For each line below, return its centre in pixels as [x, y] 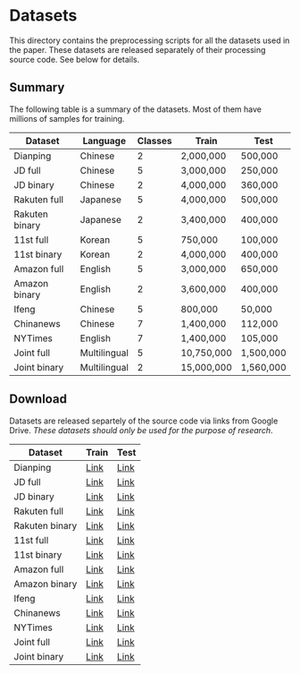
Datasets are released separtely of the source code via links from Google [144, 421]
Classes [154, 141]
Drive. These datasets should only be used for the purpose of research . [141, 430]
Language [104, 141]
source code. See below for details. [75, 59]
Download [38, 399]
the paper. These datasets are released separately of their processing [137, 49]
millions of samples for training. [67, 118]
